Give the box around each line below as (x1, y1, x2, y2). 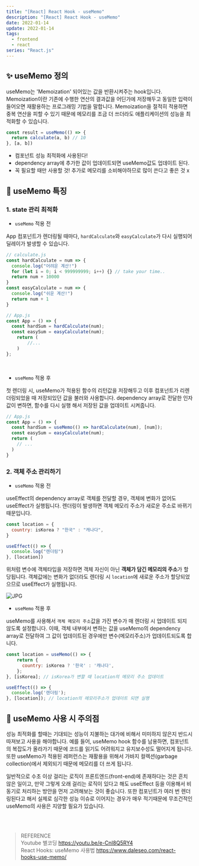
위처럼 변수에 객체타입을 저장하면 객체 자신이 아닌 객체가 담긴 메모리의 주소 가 (6, 566, 182, 573)
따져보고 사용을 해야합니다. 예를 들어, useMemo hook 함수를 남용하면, (6, 738, 169, 745)
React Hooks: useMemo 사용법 (20, 846, 95, 854)
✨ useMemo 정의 (6, 71, 69, 81)
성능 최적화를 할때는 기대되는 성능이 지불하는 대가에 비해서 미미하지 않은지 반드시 (6, 730, 193, 738)
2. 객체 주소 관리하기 (6, 467, 61, 476)
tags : (6, 31, 20, 37)
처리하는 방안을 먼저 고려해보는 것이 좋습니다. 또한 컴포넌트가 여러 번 (21, 787, 180, 795)
